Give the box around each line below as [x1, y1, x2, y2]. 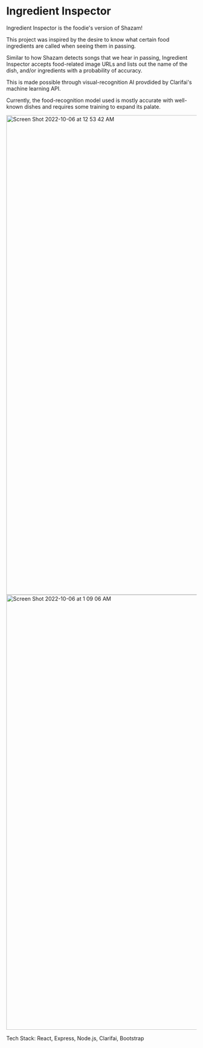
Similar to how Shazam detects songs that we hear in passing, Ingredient [6, 54, 188, 61]
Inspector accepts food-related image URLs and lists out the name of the [6, 60, 188, 68]
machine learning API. [6, 85, 62, 92]
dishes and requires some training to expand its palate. [24, 103, 161, 110]
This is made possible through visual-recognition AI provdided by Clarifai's [6, 78, 192, 86]
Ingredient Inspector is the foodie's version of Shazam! [6, 24, 143, 31]
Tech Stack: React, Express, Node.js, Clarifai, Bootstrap [6, 1034, 144, 1042]
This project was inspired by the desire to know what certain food [6, 36, 170, 43]
